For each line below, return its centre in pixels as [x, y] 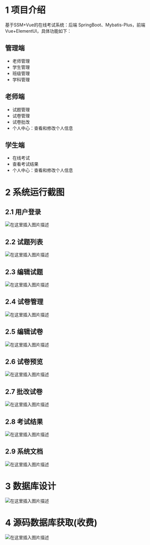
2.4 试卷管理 [24, 302]
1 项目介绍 [25, 10]
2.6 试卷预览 [24, 362]
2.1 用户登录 [23, 212]
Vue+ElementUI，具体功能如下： [38, 31]
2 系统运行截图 [35, 192]
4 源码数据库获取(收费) [51, 523]
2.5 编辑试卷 [24, 332]
